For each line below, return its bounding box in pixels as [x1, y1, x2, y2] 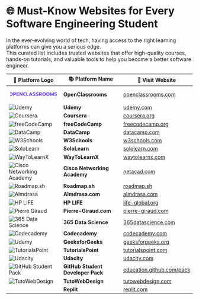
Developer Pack [63, 269, 104, 276]
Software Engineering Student [6, 17, 158, 31]
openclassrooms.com [123, 91, 176, 98]
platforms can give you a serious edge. [6, 43, 102, 50]
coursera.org [123, 112, 155, 119]
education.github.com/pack [123, 266, 191, 273]
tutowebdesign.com [123, 277, 172, 285]
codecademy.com [123, 230, 168, 237]
